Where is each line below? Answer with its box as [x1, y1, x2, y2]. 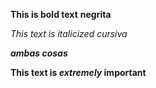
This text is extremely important [10, 67, 147, 78]
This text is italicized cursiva [10, 28, 128, 39]
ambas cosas [10, 47, 68, 59]
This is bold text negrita [10, 9, 112, 20]
